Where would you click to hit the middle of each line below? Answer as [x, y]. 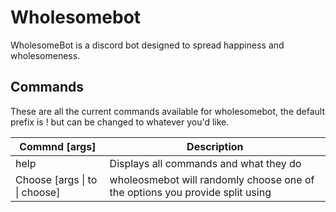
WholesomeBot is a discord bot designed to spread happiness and [147, 45]
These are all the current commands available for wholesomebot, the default [167, 111]
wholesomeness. [45, 55]
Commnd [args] [58, 146]
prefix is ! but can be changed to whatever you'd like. [120, 122]
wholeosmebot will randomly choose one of [212, 179]
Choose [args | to [56, 179]
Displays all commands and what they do [205, 163]
